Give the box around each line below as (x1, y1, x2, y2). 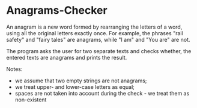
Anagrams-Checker (6, 4, 108, 17)
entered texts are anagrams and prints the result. (6, 54, 127, 61)
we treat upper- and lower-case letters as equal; (14, 83, 135, 90)
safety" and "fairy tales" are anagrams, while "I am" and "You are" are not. (6, 36, 190, 43)
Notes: (6, 65, 23, 72)
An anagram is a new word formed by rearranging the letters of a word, (6, 23, 183, 30)
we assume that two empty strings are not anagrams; (14, 77, 147, 84)
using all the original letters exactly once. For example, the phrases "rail (6, 29, 183, 36)
